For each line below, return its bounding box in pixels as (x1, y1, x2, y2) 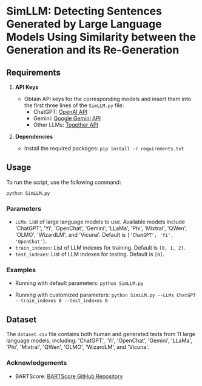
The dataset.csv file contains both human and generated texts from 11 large (6, 331, 196, 338)
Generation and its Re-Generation (6, 43, 180, 57)
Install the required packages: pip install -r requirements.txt (24, 145, 184, 152)
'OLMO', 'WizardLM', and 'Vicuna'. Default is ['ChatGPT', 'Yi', (15, 231, 174, 239)
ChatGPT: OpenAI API (33, 108, 88, 115)
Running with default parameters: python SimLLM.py (15, 279, 144, 287)
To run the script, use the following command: (6, 178, 121, 186)
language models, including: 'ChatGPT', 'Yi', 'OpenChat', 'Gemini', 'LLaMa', (6, 337, 192, 345)
